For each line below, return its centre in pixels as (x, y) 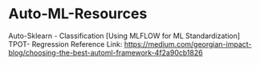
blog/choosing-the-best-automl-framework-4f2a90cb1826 (106, 52)
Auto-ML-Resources (78, 14)
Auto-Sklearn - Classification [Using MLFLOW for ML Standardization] (124, 36)
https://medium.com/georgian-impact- (188, 44)
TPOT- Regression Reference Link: (65, 44)
